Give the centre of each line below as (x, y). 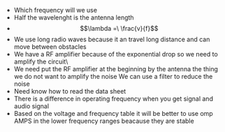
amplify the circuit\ (41, 61)
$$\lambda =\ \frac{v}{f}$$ (119, 28)
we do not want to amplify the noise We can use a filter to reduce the (113, 76)
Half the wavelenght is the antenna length (74, 17)
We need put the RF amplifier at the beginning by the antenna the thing (116, 69)
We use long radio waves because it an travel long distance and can (112, 39)
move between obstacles (50, 47)
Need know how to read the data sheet (70, 91)
